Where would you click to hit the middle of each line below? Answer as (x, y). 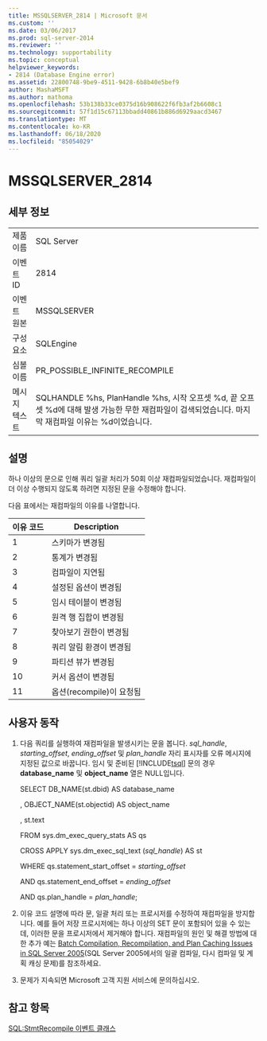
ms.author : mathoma (41, 97)
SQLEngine (56, 343)
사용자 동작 (34, 722)
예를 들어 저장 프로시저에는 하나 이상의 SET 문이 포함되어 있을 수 (137, 923)
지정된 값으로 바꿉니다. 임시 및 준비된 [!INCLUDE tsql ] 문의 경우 (118, 763)
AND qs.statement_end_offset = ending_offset (95, 882)
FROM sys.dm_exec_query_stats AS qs (83, 836)
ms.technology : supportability (60, 53)
